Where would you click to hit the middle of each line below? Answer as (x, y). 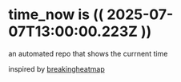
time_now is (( (56, 15)
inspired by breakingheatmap (57, 68)
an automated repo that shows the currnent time (88, 53)
